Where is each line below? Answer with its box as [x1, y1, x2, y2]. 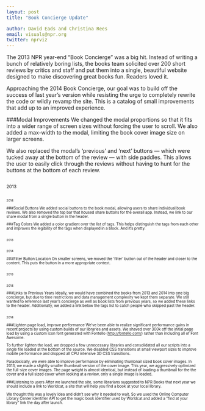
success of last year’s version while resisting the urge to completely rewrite [6, 91, 196, 99]
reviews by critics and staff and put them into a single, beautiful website [6, 66, 187, 74]
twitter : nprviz [6, 37, 48, 43]
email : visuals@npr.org [6, 31, 67, 37]
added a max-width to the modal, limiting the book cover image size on [6, 129, 185, 136]
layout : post [6, 9, 40, 15]
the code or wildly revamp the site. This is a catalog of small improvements [6, 98, 195, 105]
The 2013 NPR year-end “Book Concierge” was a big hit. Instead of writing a [6, 54, 198, 61]
